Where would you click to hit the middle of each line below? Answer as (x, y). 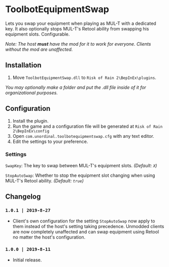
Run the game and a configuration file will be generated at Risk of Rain (88, 126)
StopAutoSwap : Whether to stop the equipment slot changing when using (80, 175)
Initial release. (27, 260)
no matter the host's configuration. (49, 237)
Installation (23, 65)
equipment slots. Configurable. (38, 34)
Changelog (23, 197)
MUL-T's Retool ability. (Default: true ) (44, 180)
